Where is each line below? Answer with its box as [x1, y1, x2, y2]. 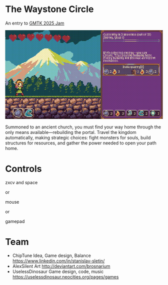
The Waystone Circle [5, 4, 94, 15]
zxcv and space [5, 180, 38, 186]
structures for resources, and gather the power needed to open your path [5, 140, 156, 146]
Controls [5, 163, 42, 174]
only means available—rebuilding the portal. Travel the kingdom [5, 129, 136, 135]
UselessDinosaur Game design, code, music [12, 268, 104, 274]
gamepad [5, 218, 25, 224]
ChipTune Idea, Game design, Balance [12, 252, 91, 259]
